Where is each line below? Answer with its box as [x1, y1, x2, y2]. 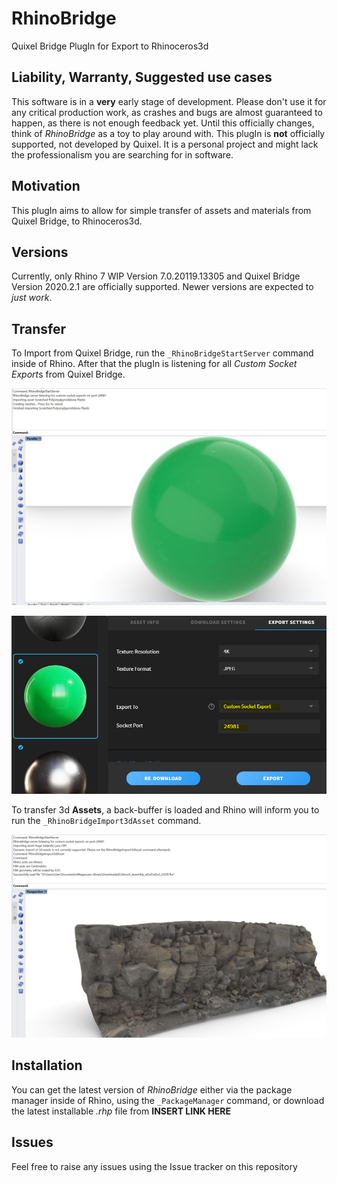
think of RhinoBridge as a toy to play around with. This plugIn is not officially [11, 127, 326, 139]
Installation [11, 1057, 83, 1074]
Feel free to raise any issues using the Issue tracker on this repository [11, 1160, 298, 1172]
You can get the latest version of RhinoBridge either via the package [11, 1083, 293, 1096]
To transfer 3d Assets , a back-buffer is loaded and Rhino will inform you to [11, 804, 320, 816]
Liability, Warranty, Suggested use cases [11, 69, 273, 86]
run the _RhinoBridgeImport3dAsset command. [11, 815, 202, 827]
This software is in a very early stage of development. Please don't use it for [11, 95, 327, 107]
